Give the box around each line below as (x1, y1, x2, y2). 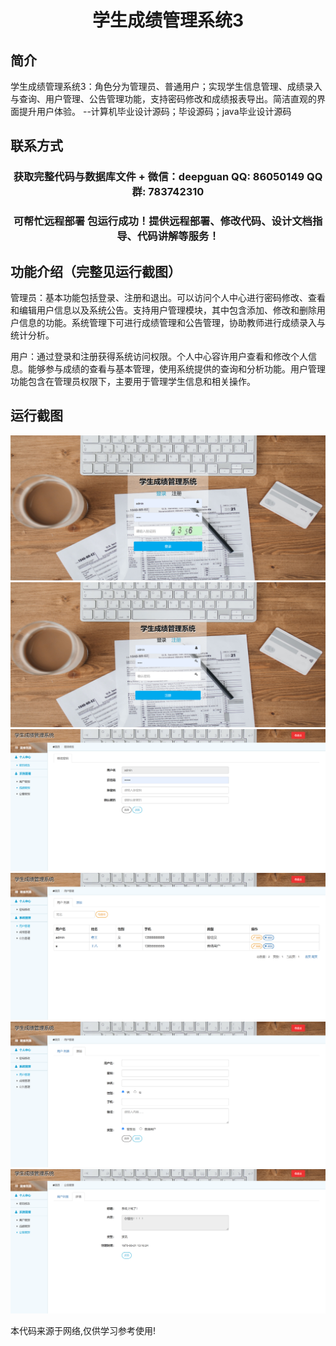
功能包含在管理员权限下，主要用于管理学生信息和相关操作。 (10, 376, 256, 388)
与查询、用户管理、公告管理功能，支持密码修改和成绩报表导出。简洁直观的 (10, 93, 317, 105)
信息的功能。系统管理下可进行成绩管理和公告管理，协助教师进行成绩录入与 (18, 317, 326, 329)
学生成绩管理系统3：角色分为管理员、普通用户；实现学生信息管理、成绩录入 (10, 81, 323, 92)
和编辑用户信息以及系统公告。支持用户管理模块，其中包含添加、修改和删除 (10, 304, 317, 316)
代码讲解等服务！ (136, 229, 220, 243)
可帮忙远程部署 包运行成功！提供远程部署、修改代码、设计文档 (13, 214, 313, 228)
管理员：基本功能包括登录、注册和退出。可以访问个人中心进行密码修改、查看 (10, 292, 326, 304)
